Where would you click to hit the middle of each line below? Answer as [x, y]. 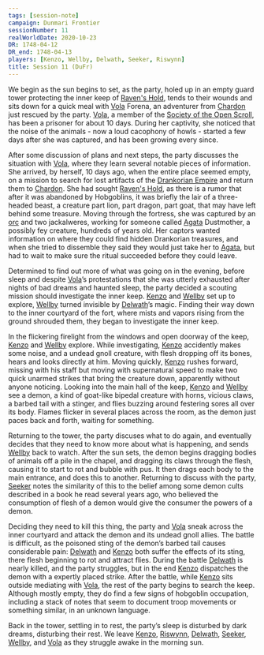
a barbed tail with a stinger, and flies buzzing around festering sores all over [132, 403]
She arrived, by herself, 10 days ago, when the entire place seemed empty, [129, 171]
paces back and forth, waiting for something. [81, 420]
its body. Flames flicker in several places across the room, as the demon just [132, 412]
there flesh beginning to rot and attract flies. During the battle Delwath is [126, 560]
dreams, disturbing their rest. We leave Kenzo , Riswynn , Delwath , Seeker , [127, 634]
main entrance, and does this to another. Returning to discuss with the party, [132, 477]
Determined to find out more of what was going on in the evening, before [126, 271]
